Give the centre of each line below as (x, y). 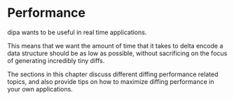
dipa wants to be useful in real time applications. (77, 32)
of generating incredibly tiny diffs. (56, 60)
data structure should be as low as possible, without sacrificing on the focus (117, 53)
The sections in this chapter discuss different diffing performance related (113, 74)
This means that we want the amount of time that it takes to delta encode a (115, 45)
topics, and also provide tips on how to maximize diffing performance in (111, 81)
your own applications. (40, 89)
